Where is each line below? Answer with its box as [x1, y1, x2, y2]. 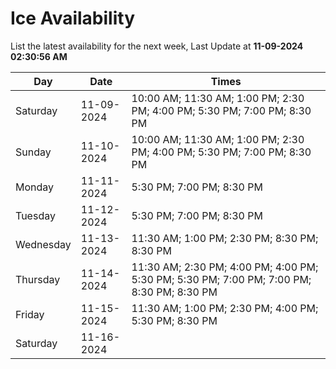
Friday [15, 307, 45, 321]
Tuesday [15, 208, 56, 222]
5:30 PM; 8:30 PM [131, 313, 218, 327]
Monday [15, 180, 55, 194]
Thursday [15, 272, 61, 286]
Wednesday [15, 237, 72, 251]
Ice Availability [10, 7, 135, 30]
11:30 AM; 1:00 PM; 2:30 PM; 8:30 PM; [131, 231, 319, 245]
